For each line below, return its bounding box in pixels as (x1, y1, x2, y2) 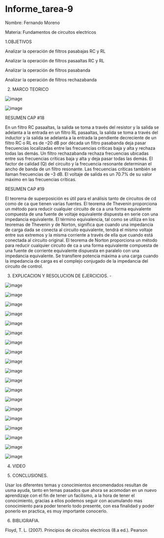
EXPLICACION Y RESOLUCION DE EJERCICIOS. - (12, 272, 112, 278)
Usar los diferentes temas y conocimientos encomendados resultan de (5, 482, 148, 488)
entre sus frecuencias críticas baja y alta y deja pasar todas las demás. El (5, 156, 153, 161)
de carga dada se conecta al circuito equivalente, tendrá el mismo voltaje (5, 227, 153, 233)
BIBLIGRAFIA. (12, 517, 40, 523)
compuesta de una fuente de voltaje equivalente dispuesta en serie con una (5, 211, 158, 217)
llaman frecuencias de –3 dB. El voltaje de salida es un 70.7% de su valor (5, 171, 152, 177)
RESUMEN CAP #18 (5, 114, 45, 121)
